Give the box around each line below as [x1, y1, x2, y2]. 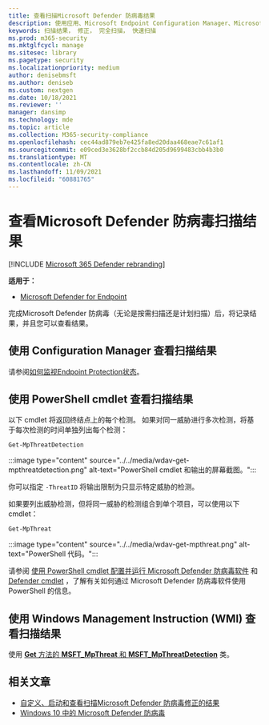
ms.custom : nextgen [8, 86, 74, 94]
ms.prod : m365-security [8, 34, 88, 42]
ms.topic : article [8, 123, 70, 131]
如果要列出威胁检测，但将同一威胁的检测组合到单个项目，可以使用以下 [8, 499, 240, 509]
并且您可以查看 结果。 [22, 318, 93, 328]
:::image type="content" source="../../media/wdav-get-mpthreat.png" [8, 539, 238, 549]
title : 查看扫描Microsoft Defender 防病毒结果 [8, 11, 156, 20]
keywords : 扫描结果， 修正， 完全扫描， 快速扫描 [8, 26, 157, 34]
